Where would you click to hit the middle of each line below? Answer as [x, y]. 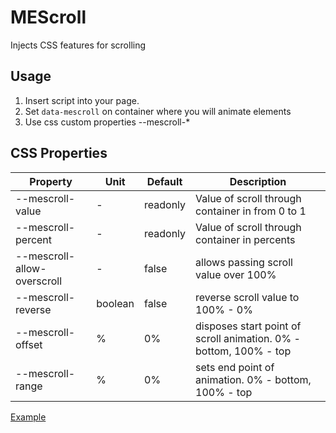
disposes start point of [248, 326]
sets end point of [235, 367]
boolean [115, 303]
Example [28, 417]
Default [164, 181]
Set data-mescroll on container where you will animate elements [158, 111]
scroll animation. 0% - [248, 338]
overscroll [38, 281]
